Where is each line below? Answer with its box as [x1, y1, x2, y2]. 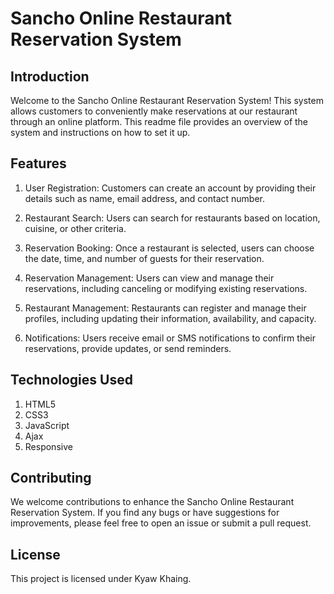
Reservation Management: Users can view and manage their [24, 272, 275, 284]
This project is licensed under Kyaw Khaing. [10, 573, 192, 585]
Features [10, 155, 67, 172]
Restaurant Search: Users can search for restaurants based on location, [24, 212, 321, 224]
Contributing [10, 470, 92, 487]
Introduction [10, 68, 90, 85]
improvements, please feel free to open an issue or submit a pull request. [10, 517, 312, 529]
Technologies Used [10, 372, 133, 389]
